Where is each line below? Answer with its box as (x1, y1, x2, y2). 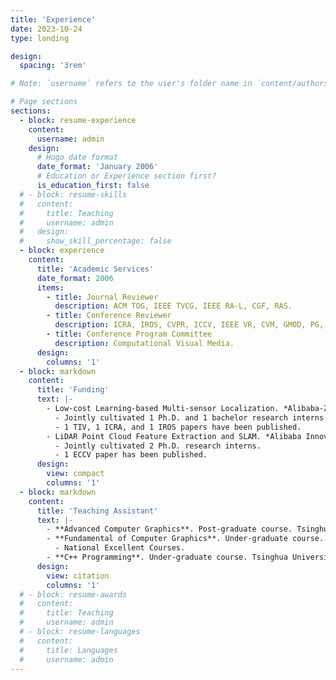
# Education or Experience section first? (36, 171, 217, 181)
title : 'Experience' (10, 14, 97, 25)
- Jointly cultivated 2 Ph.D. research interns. (54, 441, 262, 451)
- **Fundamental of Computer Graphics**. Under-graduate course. (46, 534, 325, 544)
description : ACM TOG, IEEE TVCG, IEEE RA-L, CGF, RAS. (54, 301, 293, 311)
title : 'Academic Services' (36, 264, 155, 274)
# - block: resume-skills (19, 189, 128, 200)
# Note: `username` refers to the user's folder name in (10, 79, 253, 89)
